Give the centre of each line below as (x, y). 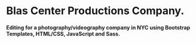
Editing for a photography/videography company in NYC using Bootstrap (98, 27)
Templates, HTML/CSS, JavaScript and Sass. (63, 34)
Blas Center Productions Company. (95, 11)
